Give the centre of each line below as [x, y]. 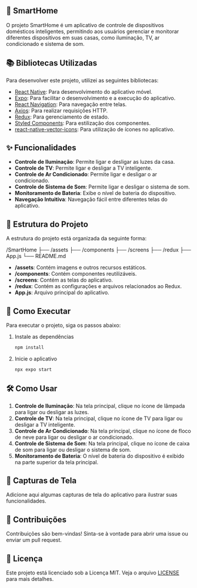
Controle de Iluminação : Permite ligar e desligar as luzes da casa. [95, 162]
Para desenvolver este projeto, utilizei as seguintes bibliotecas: [82, 80]
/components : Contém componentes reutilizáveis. [76, 274]
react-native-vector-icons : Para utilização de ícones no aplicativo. [95, 129]
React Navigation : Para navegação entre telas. [71, 104]
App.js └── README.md [36, 256]
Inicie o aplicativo [36, 359]
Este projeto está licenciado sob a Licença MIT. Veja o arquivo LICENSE [93, 573]
